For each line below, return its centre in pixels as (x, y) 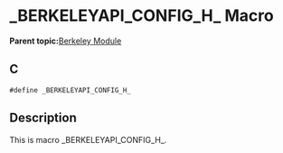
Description (43, 118)
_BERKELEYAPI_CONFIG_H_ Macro (141, 16)
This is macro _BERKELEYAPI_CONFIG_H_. (88, 139)
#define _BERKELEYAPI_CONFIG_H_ (70, 90)
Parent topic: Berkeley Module (66, 41)
